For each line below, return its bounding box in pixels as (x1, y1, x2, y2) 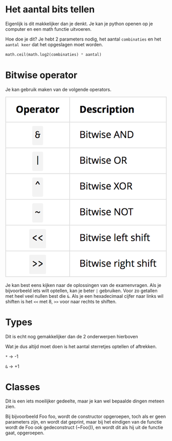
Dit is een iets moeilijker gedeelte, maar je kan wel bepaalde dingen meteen (5, 398, 165, 404)
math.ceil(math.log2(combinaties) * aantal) (5, 52, 102, 57)
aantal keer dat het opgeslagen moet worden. (5, 41, 103, 47)
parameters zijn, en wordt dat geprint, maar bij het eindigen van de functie (5, 419, 162, 425)
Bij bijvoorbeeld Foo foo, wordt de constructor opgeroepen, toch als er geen (5, 413, 166, 419)
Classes (5, 381, 40, 393)
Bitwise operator (5, 69, 78, 81)
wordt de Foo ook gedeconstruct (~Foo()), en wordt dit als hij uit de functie (5, 425, 163, 431)
